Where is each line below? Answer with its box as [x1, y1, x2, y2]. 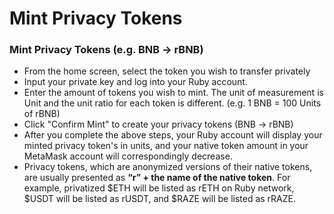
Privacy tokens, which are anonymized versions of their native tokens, [23, 161, 313, 173]
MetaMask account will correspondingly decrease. [23, 150, 233, 162]
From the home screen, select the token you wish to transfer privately [23, 65, 311, 77]
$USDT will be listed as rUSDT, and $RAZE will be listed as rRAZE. [23, 193, 297, 205]
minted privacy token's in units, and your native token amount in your [23, 140, 309, 152]
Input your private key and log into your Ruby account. [23, 76, 248, 88]
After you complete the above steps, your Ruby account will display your [23, 129, 323, 141]
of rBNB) [23, 108, 61, 120]
